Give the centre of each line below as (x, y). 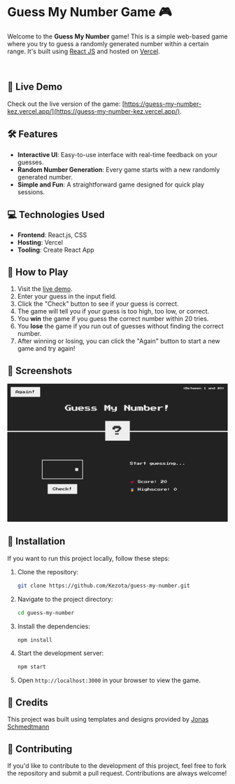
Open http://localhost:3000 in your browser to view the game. (109, 680)
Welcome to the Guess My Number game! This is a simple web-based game (117, 36)
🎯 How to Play (38, 272)
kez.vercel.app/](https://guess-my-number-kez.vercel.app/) (94, 111)
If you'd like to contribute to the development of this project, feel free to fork (117, 765)
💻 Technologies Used (56, 214)
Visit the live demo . (45, 289)
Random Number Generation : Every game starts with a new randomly (119, 169)
